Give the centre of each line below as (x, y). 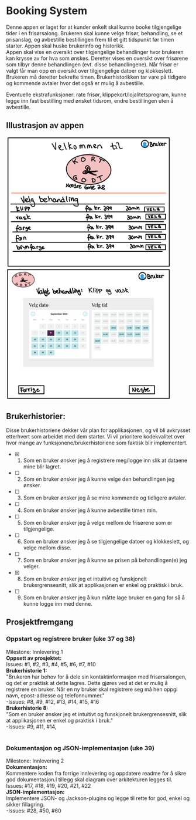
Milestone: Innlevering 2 (35, 761)
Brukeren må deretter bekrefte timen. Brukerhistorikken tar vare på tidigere (96, 77)
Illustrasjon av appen (45, 125)
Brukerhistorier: (36, 416)
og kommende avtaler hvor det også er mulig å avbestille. (75, 83)
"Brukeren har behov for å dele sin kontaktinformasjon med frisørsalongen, (96, 677)
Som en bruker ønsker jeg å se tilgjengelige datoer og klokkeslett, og (106, 541)
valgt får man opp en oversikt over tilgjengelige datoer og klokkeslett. (90, 70)
